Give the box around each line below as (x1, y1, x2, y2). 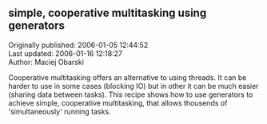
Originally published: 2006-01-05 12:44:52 (8, 40, 149, 50)
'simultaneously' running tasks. (8, 106, 111, 116)
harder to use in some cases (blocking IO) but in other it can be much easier (8, 81, 259, 90)
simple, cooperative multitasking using (8, 6, 207, 20)
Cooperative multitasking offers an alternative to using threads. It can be (8, 72, 247, 82)
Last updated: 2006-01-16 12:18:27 (8, 48, 122, 58)
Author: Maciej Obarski (8, 57, 84, 66)
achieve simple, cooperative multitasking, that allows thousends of (8, 98, 228, 107)
